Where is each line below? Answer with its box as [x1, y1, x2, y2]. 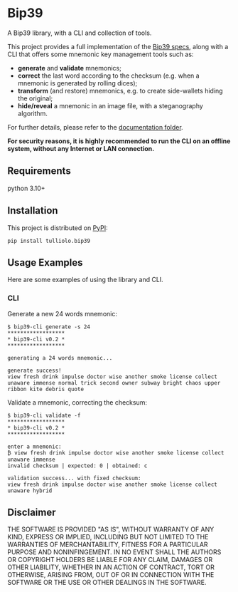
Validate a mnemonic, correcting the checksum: [7, 398, 148, 407]
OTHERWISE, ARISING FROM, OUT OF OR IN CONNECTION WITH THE [7, 571, 215, 579]
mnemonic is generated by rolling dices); [17, 78, 138, 87]
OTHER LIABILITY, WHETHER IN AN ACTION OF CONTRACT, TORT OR [7, 563, 215, 571]
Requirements [7, 165, 71, 177]
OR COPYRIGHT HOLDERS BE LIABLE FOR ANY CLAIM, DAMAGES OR [7, 556, 213, 564]
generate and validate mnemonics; [17, 63, 122, 72]
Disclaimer [7, 507, 56, 519]
